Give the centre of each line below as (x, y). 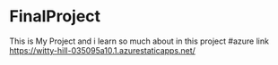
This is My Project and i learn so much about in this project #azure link (139, 41)
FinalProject (55, 16)
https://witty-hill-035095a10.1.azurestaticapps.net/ (102, 50)
